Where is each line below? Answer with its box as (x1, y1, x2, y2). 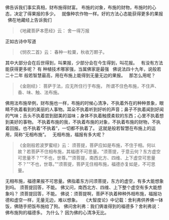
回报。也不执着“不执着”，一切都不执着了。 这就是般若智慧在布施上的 (9, 125, 152, 131)
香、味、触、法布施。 (17, 90, 62, 95)
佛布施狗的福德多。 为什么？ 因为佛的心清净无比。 (5, 209, 109, 215)
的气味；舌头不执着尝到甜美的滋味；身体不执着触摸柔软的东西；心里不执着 (5, 113, 159, 118)
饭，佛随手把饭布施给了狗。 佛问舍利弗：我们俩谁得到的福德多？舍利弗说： (5, 203, 161, 209)
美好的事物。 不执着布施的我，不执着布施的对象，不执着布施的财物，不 (9, 119, 156, 125)
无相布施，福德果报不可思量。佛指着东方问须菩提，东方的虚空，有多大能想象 (5, 178, 164, 184)
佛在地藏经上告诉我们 (7, 17, 52, 23)
